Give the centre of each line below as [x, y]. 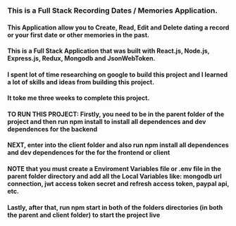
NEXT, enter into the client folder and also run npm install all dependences [118, 145]
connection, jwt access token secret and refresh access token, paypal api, [118, 184]
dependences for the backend [52, 129]
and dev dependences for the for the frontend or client [89, 153]
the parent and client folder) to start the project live [84, 215]
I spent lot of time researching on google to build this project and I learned [118, 74]
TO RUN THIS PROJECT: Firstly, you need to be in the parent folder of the [116, 114]
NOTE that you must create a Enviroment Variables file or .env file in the [114, 169]
